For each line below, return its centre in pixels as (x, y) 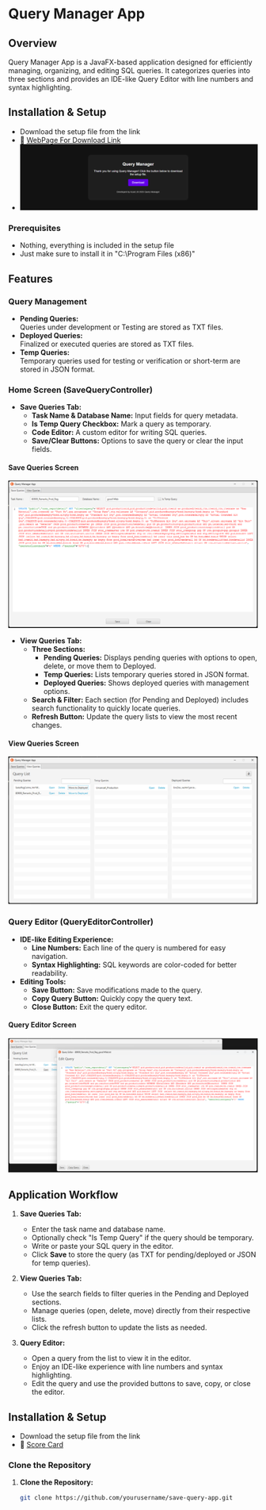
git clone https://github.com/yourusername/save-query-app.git (126, 1498)
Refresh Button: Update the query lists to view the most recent (134, 717)
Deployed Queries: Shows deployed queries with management (146, 683)
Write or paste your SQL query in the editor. (103, 1246)
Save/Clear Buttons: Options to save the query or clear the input (137, 441)
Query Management (47, 301)
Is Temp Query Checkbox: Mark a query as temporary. (122, 424)
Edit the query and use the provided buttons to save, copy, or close (141, 1384)
